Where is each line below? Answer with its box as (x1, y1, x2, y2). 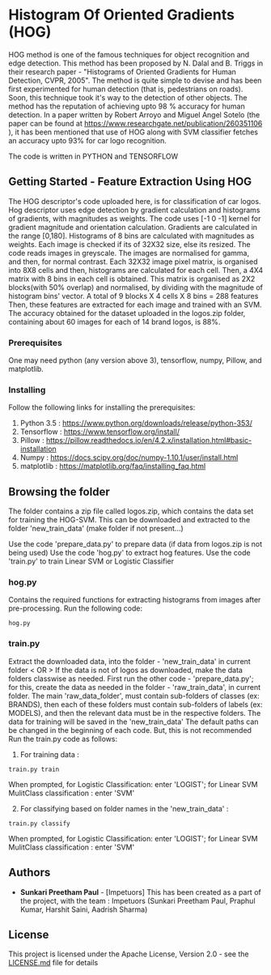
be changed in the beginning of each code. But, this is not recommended (8, 725, 252, 734)
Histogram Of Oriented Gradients (8, 6, 235, 24)
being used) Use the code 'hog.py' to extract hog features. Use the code (8, 548, 251, 558)
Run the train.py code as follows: (8, 734, 118, 743)
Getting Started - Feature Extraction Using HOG (8, 175, 252, 189)
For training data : (19, 749, 79, 759)
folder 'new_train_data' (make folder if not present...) (8, 524, 184, 534)
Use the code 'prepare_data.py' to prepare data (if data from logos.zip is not (8, 539, 263, 549)
